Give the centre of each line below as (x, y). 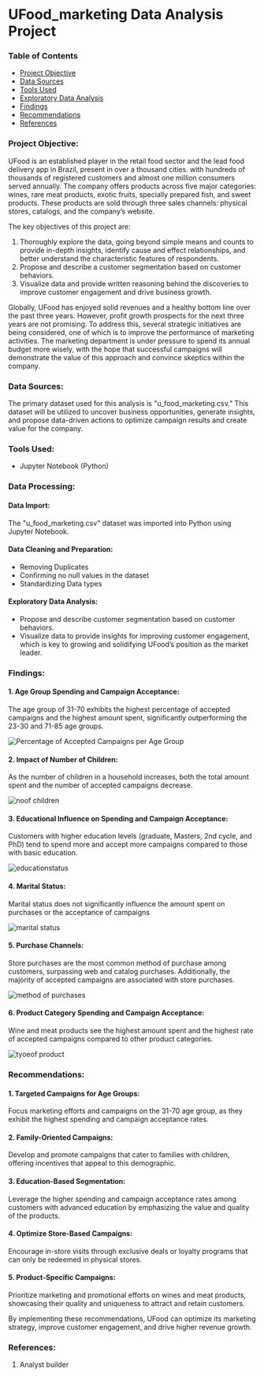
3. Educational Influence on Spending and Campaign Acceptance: (118, 818)
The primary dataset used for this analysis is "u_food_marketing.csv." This (128, 404)
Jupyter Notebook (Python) (64, 466)
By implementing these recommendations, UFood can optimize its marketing (132, 1319)
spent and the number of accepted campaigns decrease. (100, 785)
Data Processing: (42, 486)
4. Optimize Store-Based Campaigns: (70, 1234)
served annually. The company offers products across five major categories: (132, 186)
